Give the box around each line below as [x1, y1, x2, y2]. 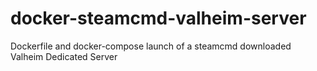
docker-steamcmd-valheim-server [10, 7, 307, 30]
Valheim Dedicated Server [10, 50, 118, 62]
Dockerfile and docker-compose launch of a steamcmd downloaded [10, 40, 292, 52]
